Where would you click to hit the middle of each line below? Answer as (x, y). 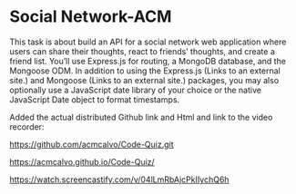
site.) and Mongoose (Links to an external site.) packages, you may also (144, 80)
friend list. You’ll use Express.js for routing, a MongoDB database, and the (148, 61)
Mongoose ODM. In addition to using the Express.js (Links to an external (145, 71)
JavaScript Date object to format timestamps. (95, 99)
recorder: (27, 126)
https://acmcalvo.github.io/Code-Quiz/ (82, 161)
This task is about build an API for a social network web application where (148, 42)
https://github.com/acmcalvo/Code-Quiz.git (92, 144)
